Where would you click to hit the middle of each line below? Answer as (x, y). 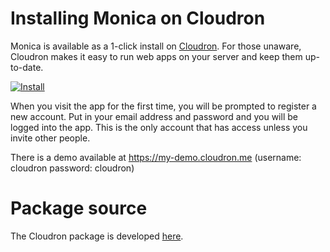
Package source (79, 208)
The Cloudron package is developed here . (97, 236)
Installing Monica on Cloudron (138, 18)
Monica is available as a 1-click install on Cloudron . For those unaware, (156, 46)
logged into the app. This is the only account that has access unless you (159, 127)
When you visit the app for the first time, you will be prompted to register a (163, 106)
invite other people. (50, 138)
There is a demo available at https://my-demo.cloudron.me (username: (156, 157)
